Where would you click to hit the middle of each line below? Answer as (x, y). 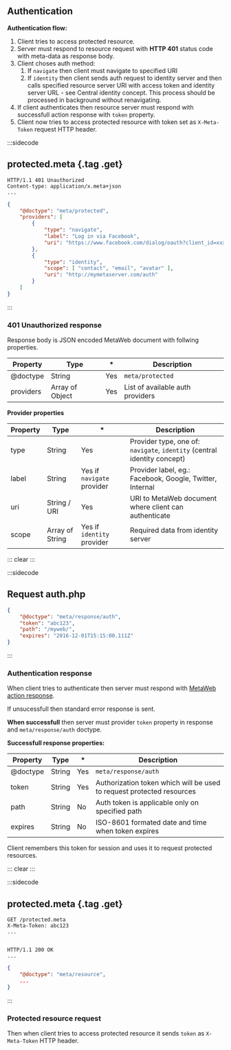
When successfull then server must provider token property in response (110, 723)
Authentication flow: (37, 28)
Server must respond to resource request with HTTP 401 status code (115, 48)
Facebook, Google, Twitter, (173, 478)
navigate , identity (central (173, 450)
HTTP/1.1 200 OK (30, 950)
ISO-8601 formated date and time (151, 822)
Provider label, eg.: (160, 470)
